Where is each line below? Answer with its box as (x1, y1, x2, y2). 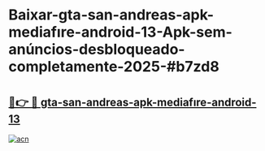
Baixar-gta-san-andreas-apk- (8, 6, 214, 24)
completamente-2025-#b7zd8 (8, 58, 219, 76)
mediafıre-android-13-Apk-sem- (8, 23, 233, 41)
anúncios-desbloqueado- (8, 41, 185, 58)
